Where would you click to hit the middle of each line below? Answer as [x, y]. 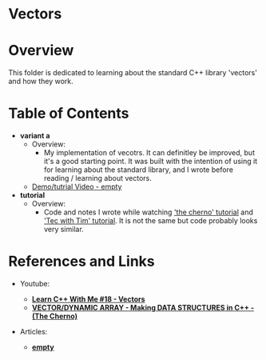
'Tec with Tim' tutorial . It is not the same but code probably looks [151, 221]
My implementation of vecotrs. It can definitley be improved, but [149, 153]
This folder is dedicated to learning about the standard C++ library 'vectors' [133, 73]
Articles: [34, 332]
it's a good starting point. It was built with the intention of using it [151, 162]
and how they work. [41, 82]
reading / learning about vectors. [97, 178]
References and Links [81, 262]
